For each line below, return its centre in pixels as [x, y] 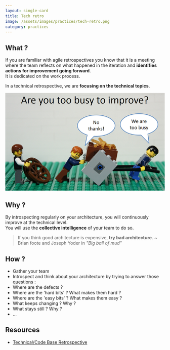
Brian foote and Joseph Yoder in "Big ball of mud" [70, 243]
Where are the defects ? [38, 287]
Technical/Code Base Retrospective [50, 342]
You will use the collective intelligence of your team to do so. [70, 228]
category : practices [27, 27]
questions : [24, 282]
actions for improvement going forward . [48, 71]
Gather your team [31, 271]
